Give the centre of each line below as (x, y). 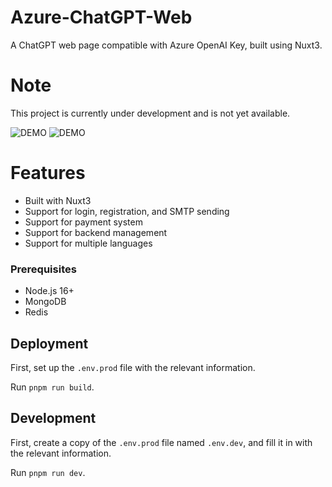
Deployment (49, 343)
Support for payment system (83, 222)
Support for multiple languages (88, 243)
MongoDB (45, 302)
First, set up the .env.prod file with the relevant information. (133, 367)
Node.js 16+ (49, 291)
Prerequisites (43, 269)
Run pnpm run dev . (48, 472)
